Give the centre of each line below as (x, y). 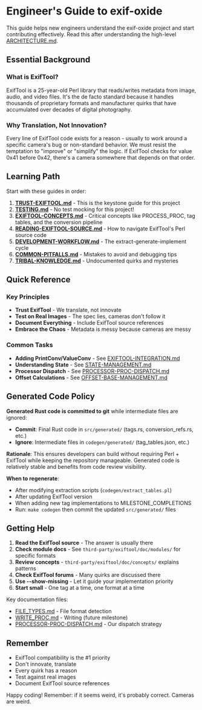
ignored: (17, 417)
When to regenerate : (33, 478)
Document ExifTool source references (62, 683)
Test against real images (45, 677)
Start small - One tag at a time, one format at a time (80, 588)
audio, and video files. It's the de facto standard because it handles (90, 96)
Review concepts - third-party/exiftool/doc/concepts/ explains (97, 562)
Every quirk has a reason (46, 671)
